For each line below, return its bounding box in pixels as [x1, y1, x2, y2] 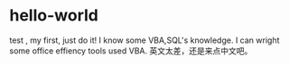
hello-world [9, 5, 99, 26]
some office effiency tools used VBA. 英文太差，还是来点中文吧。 [9, 45, 253, 56]
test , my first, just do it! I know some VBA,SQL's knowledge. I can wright [9, 35, 280, 45]
